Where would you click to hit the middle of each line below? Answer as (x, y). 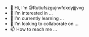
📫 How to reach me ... (33, 29)
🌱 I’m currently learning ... (37, 18)
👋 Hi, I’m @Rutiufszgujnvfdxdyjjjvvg (47, 8)
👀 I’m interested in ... (31, 13)
